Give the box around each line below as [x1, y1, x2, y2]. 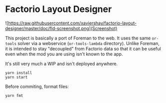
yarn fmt [5, 93, 23, 98]
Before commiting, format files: [5, 83, 69, 89]
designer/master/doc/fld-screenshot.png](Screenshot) [5, 25, 118, 31]
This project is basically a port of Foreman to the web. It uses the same [5, 35, 151, 41]
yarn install [5, 70, 32, 75]
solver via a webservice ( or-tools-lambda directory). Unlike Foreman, [17, 40, 160, 46]
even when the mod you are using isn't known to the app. [5, 51, 123, 57]
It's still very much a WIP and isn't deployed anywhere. [5, 60, 118, 66]
